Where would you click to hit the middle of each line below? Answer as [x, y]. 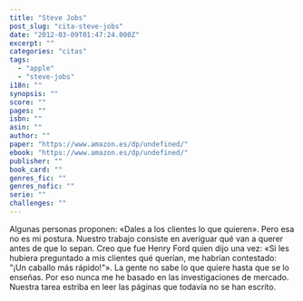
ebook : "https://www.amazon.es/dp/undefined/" [99, 152]
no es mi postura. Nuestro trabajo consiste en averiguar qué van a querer [147, 238]
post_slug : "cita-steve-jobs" [67, 26]
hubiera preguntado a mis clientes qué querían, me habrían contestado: [143, 257]
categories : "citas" [49, 52]
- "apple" [36, 69]
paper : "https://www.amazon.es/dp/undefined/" [99, 144]
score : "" [28, 102]
